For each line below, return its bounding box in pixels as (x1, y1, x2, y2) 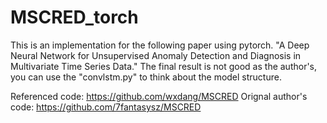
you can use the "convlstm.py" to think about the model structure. (10, 71, 282, 83)
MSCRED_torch (10, 6, 139, 29)
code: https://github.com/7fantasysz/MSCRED (10, 101, 202, 113)
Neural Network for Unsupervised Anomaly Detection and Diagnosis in (10, 49, 302, 61)
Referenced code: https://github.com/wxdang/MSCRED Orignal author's (10, 90, 308, 102)
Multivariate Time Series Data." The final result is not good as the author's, (10, 60, 318, 72)
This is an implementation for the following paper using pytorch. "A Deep (10, 39, 310, 51)
